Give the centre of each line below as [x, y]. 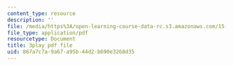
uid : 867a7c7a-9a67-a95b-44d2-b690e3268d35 [71, 52]
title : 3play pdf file [40, 45]
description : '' [31, 20]
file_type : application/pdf [48, 33]
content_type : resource [42, 13]
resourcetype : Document [42, 39]
